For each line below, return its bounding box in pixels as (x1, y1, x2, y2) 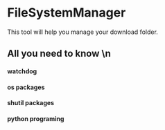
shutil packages (7, 99, 54, 107)
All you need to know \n (7, 48, 111, 59)
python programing (7, 114, 64, 122)
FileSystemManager (7, 5, 126, 21)
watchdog (7, 67, 37, 75)
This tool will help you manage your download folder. (7, 28, 158, 36)
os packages (7, 83, 45, 91)
